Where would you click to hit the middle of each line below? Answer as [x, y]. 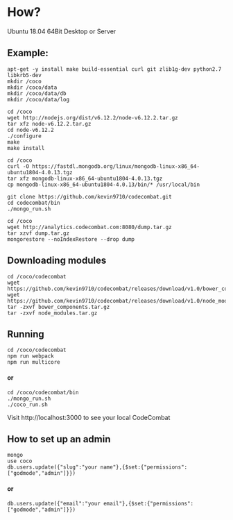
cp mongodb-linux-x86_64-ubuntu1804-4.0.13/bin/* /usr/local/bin [103, 185]
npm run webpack [31, 356]
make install [26, 148]
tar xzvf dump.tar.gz [38, 233]
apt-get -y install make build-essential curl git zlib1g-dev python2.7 [114, 69]
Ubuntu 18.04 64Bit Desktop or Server [62, 31]
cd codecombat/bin [34, 203]
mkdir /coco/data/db [37, 93]
